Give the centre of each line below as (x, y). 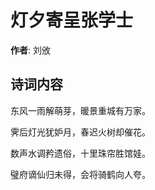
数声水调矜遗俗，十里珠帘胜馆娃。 (80, 153)
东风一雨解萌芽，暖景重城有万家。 (80, 110)
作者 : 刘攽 (30, 50)
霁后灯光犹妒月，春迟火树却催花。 (80, 132)
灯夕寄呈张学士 (72, 20)
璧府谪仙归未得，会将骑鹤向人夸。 (80, 174)
